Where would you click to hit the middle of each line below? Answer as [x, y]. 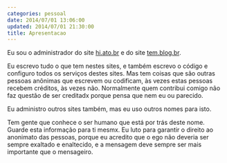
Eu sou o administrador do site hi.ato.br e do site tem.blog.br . [94, 53]
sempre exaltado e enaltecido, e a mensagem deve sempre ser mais [105, 145]
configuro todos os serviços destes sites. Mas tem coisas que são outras [111, 74]
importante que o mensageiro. [50, 152]
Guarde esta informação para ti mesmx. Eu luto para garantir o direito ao [110, 130]
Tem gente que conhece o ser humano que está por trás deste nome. [106, 123]
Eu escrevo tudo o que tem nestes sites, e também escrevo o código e [108, 66]
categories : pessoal [37, 14]
